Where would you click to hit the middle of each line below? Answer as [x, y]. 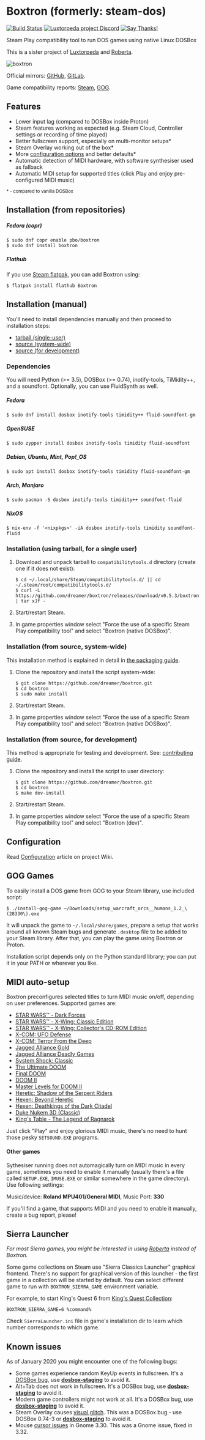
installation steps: [28, 325]
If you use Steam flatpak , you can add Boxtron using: [73, 275]
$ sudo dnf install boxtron [42, 246]
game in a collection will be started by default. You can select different [95, 1280]
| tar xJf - [30, 601]
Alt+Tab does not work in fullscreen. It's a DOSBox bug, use [91, 1386]
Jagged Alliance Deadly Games [55, 1054]
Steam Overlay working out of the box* [65, 147]
